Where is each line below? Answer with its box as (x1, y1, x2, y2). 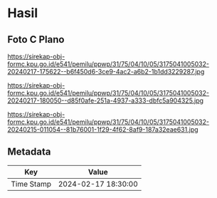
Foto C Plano (7, 33, 65, 46)
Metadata (7, 146, 51, 158)
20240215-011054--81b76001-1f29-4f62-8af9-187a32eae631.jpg (7, 125, 199, 133)
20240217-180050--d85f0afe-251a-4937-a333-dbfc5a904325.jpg (7, 96, 204, 105)
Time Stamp (11, 179, 52, 189)
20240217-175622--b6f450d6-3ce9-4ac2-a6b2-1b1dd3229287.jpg (7, 68, 205, 75)
